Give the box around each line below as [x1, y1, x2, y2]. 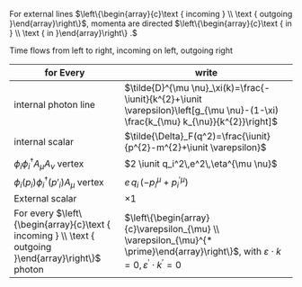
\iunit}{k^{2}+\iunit [124, 93, 202, 105]
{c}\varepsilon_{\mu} [124, 223, 211, 236]
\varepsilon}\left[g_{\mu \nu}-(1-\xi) [124, 104, 279, 116]
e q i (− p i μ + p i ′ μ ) [124, 174, 189, 191]
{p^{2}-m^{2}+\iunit [124, 141, 209, 153]
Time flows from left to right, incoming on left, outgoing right [9, 45, 234, 56]
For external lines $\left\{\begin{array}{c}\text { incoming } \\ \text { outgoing [9, 9, 293, 19]
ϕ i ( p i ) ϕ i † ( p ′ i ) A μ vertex [13, 174, 104, 191]
